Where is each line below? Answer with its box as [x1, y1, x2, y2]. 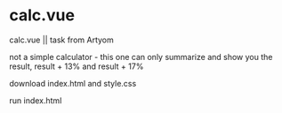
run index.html [9, 94, 62, 106]
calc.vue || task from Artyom [9, 34, 114, 45]
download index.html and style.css [9, 78, 137, 88]
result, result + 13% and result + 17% [9, 61, 144, 72]
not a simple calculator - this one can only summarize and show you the [9, 51, 273, 62]
